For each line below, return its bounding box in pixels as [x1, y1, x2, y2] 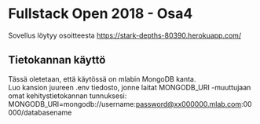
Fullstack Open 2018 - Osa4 [8, 5, 193, 23]
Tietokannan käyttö [8, 53, 106, 67]
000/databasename [8, 108, 72, 117]
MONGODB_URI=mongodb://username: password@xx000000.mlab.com [8, 99, 242, 108]
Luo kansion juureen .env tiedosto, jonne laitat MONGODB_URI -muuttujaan [8, 82, 251, 92]
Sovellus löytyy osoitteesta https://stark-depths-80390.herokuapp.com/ [8, 31, 242, 40]
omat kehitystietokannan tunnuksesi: [8, 91, 127, 100]
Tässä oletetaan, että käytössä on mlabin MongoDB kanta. [8, 74, 196, 83]
